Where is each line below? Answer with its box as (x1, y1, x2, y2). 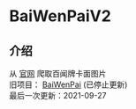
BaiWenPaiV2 (9, 6, 112, 26)
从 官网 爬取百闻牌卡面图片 (9, 69, 107, 78)
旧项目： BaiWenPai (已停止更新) (9, 79, 128, 90)
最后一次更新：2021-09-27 (9, 91, 107, 100)
